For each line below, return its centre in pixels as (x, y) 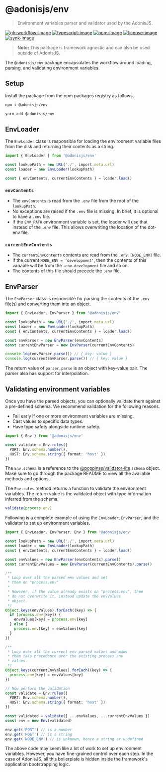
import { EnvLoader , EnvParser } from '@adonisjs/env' (63, 313)
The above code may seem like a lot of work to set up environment (74, 749)
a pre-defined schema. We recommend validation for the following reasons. (83, 406)
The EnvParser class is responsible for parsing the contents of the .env (78, 299)
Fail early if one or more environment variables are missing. (73, 416)
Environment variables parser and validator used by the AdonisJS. (85, 23)
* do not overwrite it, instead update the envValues (64, 596)
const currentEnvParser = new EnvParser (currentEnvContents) (70, 345)
